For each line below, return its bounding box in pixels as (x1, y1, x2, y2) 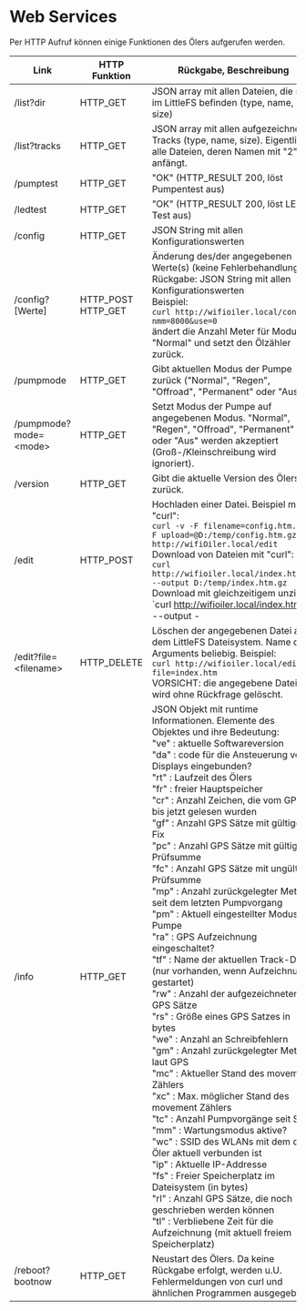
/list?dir (14, 96, 46, 108)
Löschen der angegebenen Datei (151, 624, 292, 636)
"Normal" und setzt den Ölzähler (151, 336, 291, 349)
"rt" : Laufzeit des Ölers (151, 771, 252, 784)
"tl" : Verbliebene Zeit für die (151, 1214, 274, 1227)
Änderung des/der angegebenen (151, 249, 292, 262)
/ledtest (14, 203, 47, 216)
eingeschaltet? (151, 941, 215, 954)
